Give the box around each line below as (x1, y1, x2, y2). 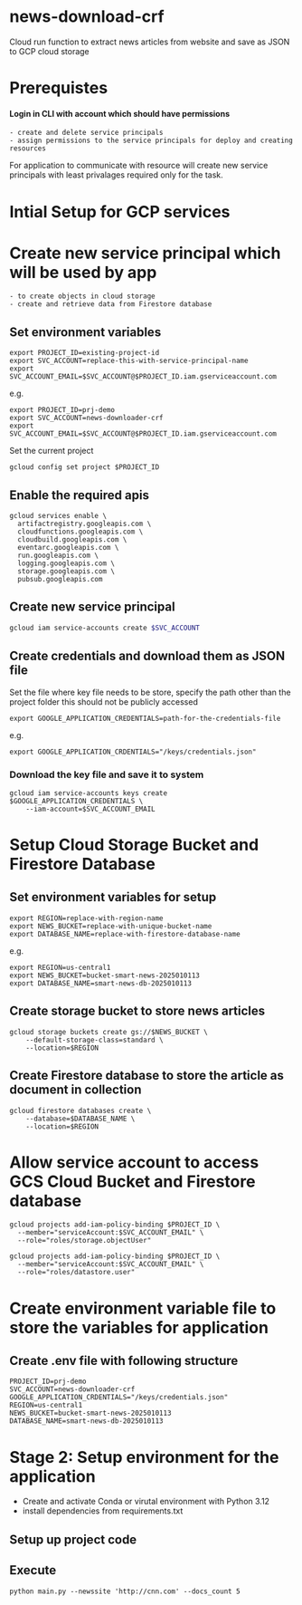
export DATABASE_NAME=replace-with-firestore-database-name (9, 929, 241, 938)
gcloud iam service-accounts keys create (9, 788, 168, 798)
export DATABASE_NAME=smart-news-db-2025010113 (9, 978, 193, 988)
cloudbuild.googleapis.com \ (17, 535, 127, 544)
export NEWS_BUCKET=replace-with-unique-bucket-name (9, 921, 212, 930)
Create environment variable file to (9, 1298, 277, 1319)
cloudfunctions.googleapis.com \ (17, 527, 144, 536)
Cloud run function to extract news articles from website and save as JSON (9, 36, 290, 47)
